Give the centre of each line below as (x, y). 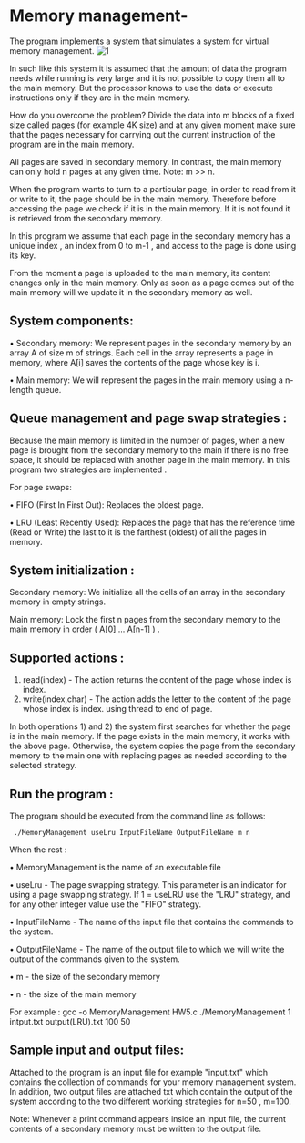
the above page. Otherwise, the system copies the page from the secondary (152, 746)
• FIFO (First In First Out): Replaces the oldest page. (107, 505)
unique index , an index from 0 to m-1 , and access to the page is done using (153, 245)
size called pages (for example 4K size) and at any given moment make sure (152, 125)
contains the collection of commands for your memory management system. (153, 1082)
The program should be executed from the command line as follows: (137, 816)
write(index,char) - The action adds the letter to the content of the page (157, 699)
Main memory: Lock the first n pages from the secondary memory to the (145, 620)
